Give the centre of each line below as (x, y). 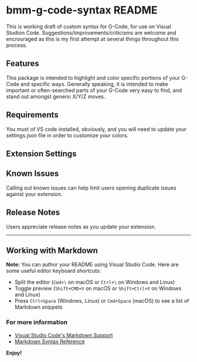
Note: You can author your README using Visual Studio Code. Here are (92, 265)
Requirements (32, 115)
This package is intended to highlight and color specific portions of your (93, 77)
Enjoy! (14, 353)
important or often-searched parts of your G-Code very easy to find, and (94, 90)
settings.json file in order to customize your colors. (67, 135)
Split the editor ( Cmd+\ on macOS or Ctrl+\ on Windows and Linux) (95, 282)
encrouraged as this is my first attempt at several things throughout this (92, 39)
